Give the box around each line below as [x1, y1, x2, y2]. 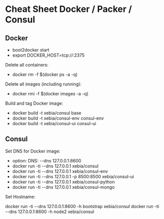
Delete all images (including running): [5, 81, 82, 87]
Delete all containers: [5, 62, 49, 68]
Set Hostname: [5, 194, 36, 200]
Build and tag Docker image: [5, 100, 63, 106]
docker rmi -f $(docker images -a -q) [12, 91, 88, 96]
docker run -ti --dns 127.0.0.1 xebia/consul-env [12, 168, 108, 174]
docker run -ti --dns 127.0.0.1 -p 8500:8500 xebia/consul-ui [12, 173, 134, 179]
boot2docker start [12, 47, 50, 53]
